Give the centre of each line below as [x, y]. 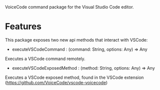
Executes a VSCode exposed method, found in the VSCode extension [74, 77]
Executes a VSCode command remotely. [45, 59]
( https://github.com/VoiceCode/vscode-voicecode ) [56, 82]
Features [23, 27]
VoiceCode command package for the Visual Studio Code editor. [70, 7]
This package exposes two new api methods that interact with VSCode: [76, 40]
